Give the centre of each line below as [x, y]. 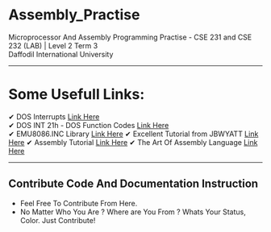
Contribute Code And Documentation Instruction [133, 184]
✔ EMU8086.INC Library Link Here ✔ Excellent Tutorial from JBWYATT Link [133, 134]
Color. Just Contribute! [58, 220]
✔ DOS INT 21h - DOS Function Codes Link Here [89, 125]
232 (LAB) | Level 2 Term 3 [53, 45]
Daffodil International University [61, 54]
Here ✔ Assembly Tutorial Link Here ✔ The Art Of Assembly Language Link [133, 142]
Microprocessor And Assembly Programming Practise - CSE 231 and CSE [130, 37]
